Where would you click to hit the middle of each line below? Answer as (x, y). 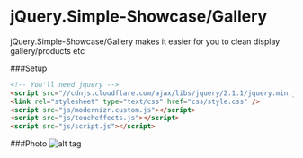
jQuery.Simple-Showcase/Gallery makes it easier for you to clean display (145, 41)
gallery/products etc (48, 50)
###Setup (29, 68)
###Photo (29, 144)
